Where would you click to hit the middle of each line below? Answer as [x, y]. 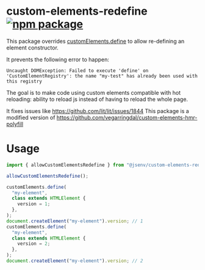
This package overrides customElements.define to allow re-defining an [95, 41]
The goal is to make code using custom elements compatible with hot [94, 92]
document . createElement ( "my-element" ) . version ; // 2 [75, 261]
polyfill [15, 124]
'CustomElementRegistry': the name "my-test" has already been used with [102, 76]
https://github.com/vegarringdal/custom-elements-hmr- [127, 117]
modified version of [31, 117]
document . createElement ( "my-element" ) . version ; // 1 [75, 221]
